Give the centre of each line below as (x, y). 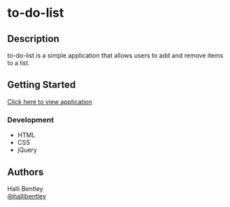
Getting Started (42, 85)
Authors (26, 172)
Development (31, 120)
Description (33, 39)
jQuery (27, 150)
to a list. (19, 63)
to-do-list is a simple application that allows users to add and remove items (115, 55)
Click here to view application (50, 101)
